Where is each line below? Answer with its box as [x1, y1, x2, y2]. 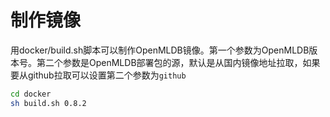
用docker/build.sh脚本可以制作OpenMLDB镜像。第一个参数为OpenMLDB [10, 44, 310, 56]
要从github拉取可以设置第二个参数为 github [10, 69, 187, 81]
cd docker [10, 89, 52, 99]
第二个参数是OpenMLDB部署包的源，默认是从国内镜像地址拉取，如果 [36, 56, 321, 68]
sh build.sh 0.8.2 [10, 98, 87, 108]
